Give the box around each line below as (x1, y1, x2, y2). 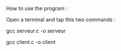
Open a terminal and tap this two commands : (6, 16, 116, 23)
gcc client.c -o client (6, 39, 56, 45)
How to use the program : (6, 5, 68, 12)
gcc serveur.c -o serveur (6, 27, 66, 34)
